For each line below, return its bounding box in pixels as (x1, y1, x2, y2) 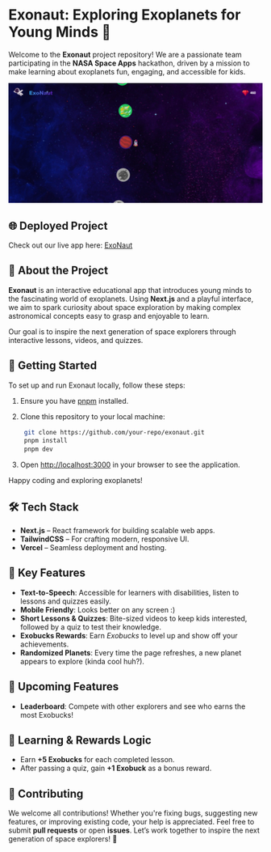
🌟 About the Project (8, 264, 109, 278)
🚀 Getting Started (8, 358, 98, 373)
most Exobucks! (19, 710, 74, 719)
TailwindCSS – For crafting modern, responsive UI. (19, 534, 190, 544)
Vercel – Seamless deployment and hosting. (19, 543, 167, 553)
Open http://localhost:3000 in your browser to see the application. (19, 460, 240, 470)
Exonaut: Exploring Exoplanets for (8, 6, 241, 24)
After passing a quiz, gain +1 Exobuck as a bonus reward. (19, 763, 212, 774)
